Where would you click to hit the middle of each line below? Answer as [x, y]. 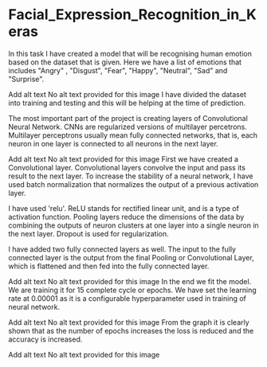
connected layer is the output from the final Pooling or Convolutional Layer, [132, 257]
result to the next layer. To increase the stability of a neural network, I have [131, 176]
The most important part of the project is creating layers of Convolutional [128, 118]
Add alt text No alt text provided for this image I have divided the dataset [128, 94]
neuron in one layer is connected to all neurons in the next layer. [114, 143]
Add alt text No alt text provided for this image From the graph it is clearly [129, 322]
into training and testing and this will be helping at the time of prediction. [127, 103]
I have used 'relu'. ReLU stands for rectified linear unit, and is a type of [124, 208]
